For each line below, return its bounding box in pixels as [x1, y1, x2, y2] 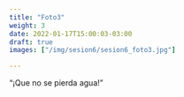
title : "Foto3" [9, 12, 65, 22]
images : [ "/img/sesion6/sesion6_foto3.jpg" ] [9, 46, 176, 55]
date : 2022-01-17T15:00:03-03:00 [9, 29, 133, 38]
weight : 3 [9, 21, 46, 30]
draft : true [9, 37, 53, 47]
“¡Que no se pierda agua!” [9, 78, 103, 88]
